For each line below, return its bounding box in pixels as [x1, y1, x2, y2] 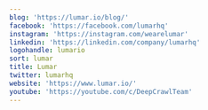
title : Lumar [9, 63, 58, 72]
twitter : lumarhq [9, 71, 74, 80]
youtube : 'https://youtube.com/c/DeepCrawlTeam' [9, 87, 193, 96]
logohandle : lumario [9, 46, 86, 55]
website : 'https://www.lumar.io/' [9, 79, 138, 88]
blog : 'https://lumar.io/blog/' [9, 12, 129, 22]
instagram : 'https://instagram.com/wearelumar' [9, 29, 189, 38]
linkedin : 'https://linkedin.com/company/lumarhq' [9, 37, 201, 47]
